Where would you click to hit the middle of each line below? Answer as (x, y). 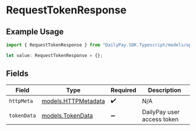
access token (160, 119)
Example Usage (35, 32)
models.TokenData (67, 115)
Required (123, 90)
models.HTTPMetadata (73, 101)
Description (164, 90)
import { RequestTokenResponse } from (53, 45)
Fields (17, 74)
